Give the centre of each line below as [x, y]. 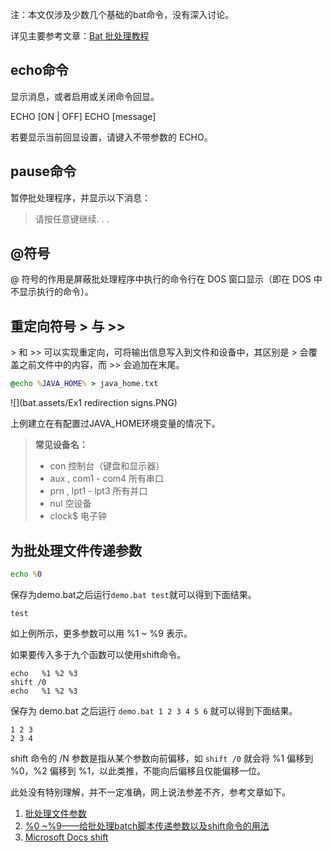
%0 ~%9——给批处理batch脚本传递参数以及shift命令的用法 [147, 825]
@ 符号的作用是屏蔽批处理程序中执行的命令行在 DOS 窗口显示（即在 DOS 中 [166, 279]
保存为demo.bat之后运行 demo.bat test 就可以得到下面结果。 [133, 594]
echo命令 [39, 70]
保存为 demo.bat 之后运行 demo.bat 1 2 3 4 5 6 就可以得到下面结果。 [154, 710]
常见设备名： [61, 445]
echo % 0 [26, 574]
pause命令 [43, 171]
